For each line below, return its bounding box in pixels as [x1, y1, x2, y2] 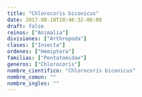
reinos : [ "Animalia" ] [7, 29, 69, 36]
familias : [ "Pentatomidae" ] [7, 55, 87, 61]
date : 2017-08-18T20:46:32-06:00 [7, 16, 102, 23]
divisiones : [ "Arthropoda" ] [7, 36, 87, 42]
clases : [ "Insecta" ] [7, 42, 66, 48]
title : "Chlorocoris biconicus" [7, 10, 99, 17]
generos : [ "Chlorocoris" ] [7, 61, 81, 68]
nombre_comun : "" [7, 73, 57, 81]
